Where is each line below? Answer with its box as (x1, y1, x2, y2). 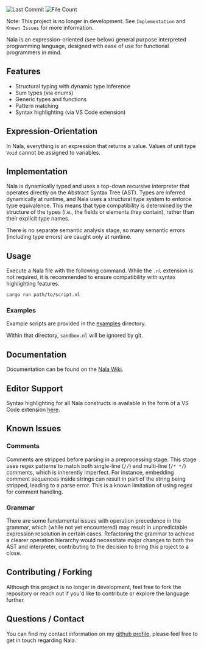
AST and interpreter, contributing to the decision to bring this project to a (6, 543, 189, 551)
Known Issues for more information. (6, 24, 94, 31)
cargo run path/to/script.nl (6, 292, 80, 298)
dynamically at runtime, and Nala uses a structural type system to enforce (6, 196, 192, 203)
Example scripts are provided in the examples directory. (6, 320, 146, 327)
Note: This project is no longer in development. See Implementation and (6, 18, 186, 24)
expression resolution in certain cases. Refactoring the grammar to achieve (6, 530, 195, 537)
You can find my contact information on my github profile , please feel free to (6, 630, 198, 637)
